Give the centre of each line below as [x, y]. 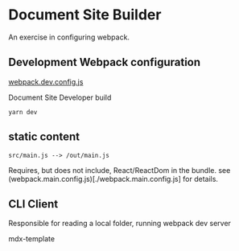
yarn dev [23, 112]
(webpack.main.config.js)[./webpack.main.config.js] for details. [113, 179]
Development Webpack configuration [105, 62]
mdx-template [31, 239]
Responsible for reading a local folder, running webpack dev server [120, 224]
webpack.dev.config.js [46, 81]
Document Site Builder [85, 15]
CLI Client [33, 204]
